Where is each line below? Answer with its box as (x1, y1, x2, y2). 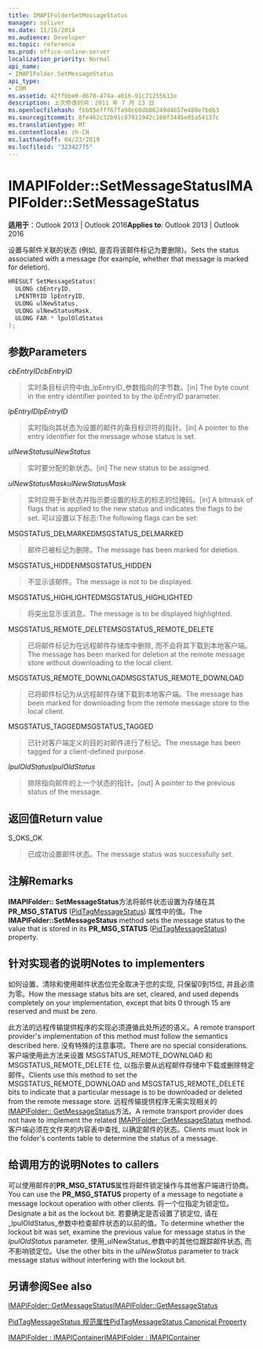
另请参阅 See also (8, 1279, 93, 1292)
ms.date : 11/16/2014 (8, 26, 76, 34)
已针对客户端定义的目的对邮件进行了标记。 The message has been (27, 738, 241, 748)
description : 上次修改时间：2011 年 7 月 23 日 (8, 99, 155, 107)
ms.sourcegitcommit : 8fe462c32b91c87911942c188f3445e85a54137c (8, 114, 220, 122)
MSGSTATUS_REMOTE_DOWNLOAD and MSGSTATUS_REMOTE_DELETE (8, 1079, 246, 1088)
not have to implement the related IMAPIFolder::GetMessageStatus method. (8, 1115, 253, 1124)
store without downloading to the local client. (27, 658, 174, 667)
